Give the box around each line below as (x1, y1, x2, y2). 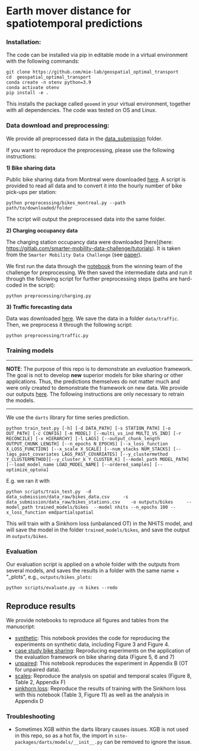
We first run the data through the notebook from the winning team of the (6, 262, 182, 269)
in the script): (23, 281, 56, 288)
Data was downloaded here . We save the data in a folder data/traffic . (6, 314, 179, 322)
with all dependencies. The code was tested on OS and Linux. (6, 107, 157, 114)
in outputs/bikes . (6, 533, 49, 540)
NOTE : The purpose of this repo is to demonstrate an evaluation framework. (6, 365, 192, 373)
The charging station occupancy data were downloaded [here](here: (6, 238, 174, 246)
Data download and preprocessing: (6, 122, 110, 130)
